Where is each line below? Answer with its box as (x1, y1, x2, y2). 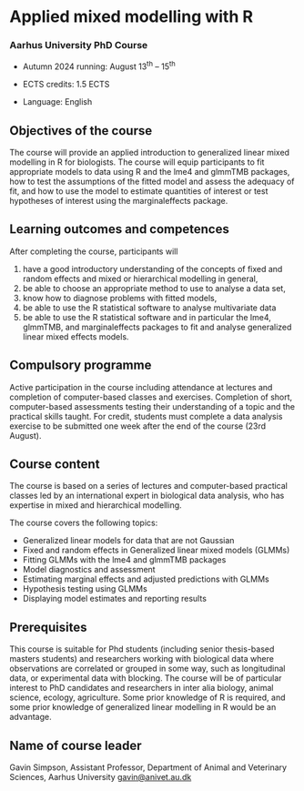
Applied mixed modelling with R (9, 6, 253, 27)
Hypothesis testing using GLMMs (22, 583, 147, 594)
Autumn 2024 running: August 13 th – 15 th (22, 59, 176, 72)
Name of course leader (9, 737, 143, 753)
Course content (9, 456, 100, 472)
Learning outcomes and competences (9, 221, 229, 238)
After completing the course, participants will (9, 246, 178, 257)
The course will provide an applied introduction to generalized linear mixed (9, 147, 289, 157)
